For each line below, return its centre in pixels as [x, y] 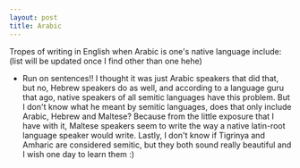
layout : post [34, 17]
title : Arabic [36, 26]
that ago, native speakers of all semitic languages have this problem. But [156, 97]
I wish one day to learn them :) [78, 154]
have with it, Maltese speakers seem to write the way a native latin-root [154, 125]
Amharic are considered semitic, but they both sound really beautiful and [157, 145]
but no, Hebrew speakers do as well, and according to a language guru [153, 88]
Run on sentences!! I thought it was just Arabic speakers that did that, [150, 78]
